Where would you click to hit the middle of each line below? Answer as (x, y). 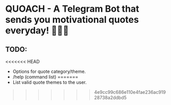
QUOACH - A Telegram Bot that (72, 9)
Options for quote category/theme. (49, 71)
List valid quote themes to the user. (50, 82)
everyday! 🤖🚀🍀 (37, 31)
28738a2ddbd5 (110, 98)
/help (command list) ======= (45, 77)
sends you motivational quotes (72, 20)
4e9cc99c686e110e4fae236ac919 (130, 92)
